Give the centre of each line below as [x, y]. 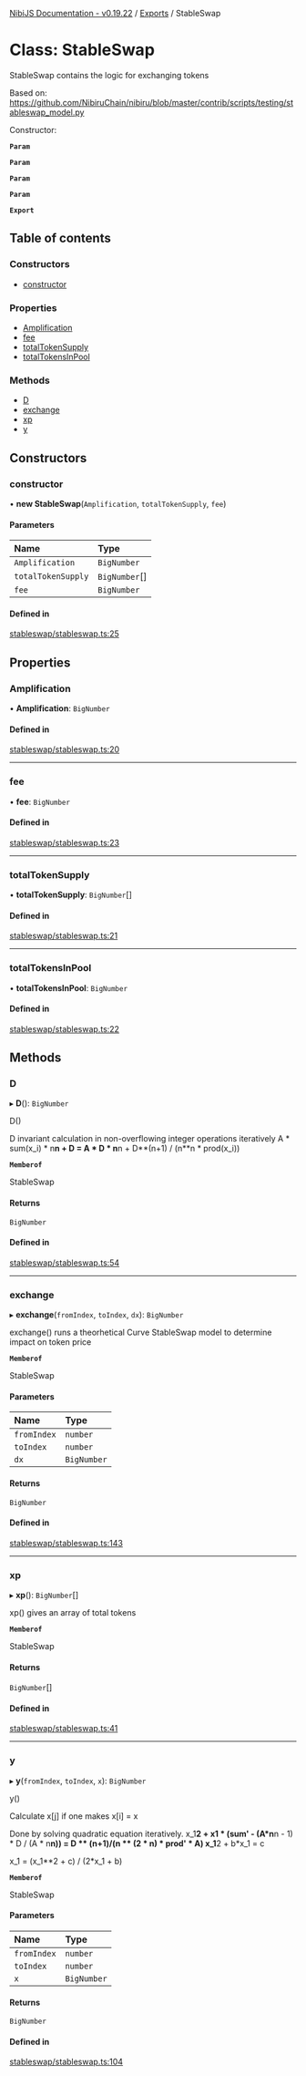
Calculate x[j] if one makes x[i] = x [74, 1816]
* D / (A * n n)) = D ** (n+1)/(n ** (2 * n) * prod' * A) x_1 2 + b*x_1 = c [137, 1843]
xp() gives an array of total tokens [73, 1612]
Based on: [28, 93]
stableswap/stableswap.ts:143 [66, 1543]
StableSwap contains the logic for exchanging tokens [109, 75]
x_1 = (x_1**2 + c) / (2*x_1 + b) [66, 1861]
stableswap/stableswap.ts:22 [65, 1028]
